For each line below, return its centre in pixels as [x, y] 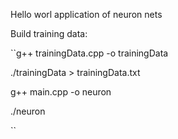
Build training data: [49, 33]
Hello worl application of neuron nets [86, 14]
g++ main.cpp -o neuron [61, 92]
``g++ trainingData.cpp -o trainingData [89, 53]
